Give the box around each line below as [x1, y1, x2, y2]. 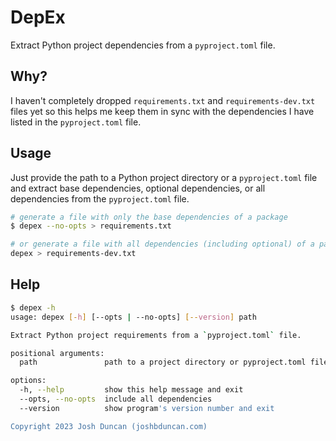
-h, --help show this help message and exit [19, 385, 244, 395]
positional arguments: [10, 348, 105, 358]
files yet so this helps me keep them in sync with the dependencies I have [10, 105, 315, 117]
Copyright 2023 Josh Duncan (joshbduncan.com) [10, 421, 208, 431]
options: [10, 376, 47, 386]
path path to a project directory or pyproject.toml [19, 357, 307, 368]
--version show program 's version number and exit [19, 403, 275, 413]
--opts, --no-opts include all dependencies [19, 394, 213, 404]
